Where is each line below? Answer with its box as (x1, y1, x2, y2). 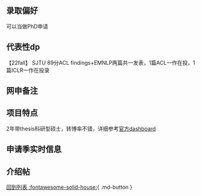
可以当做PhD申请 (6, 23, 49, 30)
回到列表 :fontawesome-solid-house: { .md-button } (6, 183, 133, 191)
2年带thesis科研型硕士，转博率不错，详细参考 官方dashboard (6, 125, 156, 132)
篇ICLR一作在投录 (6, 67, 50, 74)
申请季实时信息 (6, 144, 62, 155)
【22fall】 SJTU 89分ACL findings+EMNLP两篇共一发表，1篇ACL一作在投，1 (6, 59, 196, 66)
